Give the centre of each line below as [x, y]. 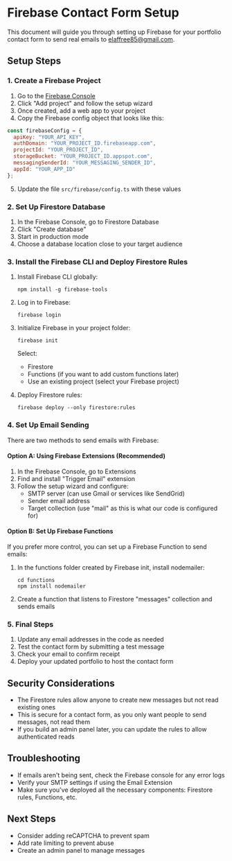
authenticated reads [46, 737]
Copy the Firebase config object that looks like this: [90, 118]
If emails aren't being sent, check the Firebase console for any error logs [121, 775]
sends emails [36, 606]
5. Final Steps [30, 624]
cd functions [36, 580]
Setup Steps [34, 61]
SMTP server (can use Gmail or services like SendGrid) [106, 493]
